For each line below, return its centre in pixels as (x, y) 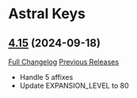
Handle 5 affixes (46, 77)
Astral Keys (47, 14)
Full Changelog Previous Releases (64, 62)
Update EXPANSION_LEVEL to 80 (74, 85)
